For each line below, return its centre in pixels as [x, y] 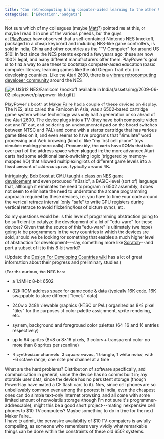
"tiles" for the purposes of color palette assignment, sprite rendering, [82, 310]
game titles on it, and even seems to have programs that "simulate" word [78, 135]
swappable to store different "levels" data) [55, 295]
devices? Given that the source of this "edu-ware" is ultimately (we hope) [79, 227]
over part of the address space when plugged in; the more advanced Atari [80, 151]
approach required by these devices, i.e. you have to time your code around [81, 196]
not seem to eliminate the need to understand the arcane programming [76, 191]
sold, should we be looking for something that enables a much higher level [80, 237]
